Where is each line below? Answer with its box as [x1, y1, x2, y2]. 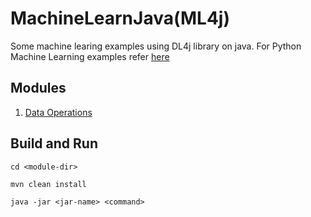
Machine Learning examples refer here [10, 50, 170, 62]
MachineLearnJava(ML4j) [10, 7, 230, 30]
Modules [10, 80, 67, 97]
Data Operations [24, 106, 93, 118]
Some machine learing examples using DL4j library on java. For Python [10, 40, 302, 52]
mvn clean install [10, 179, 87, 189]
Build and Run [10, 135, 98, 152]
